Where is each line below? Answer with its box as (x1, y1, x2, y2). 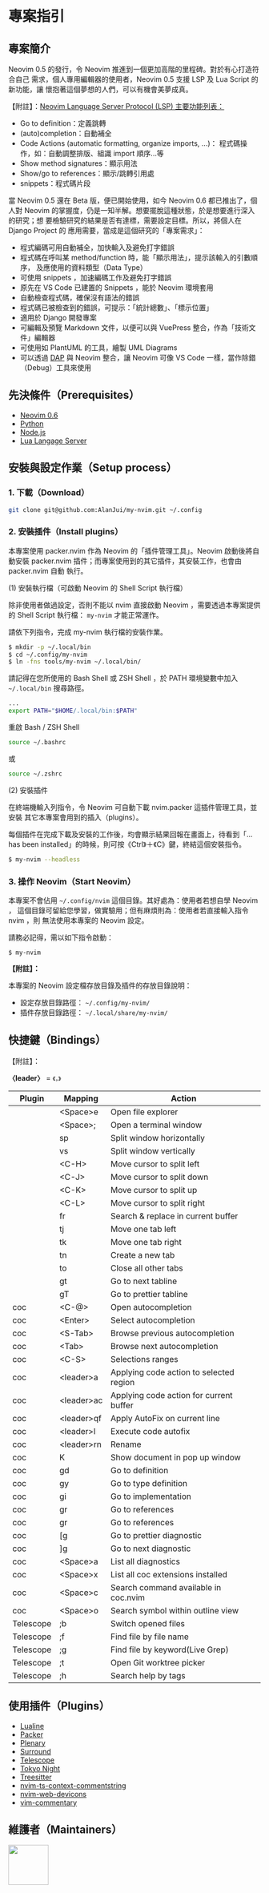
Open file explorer (110, 1106, 179, 1118)
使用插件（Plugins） (8, 1699, 110, 1713)
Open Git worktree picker (110, 1657, 206, 1668)
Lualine (19, 1721, 45, 1730)
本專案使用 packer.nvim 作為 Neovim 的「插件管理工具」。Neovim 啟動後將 (8, 546, 253, 555)
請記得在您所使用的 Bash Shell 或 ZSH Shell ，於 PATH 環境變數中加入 (8, 674, 239, 683)
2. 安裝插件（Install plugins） (8, 526, 123, 538)
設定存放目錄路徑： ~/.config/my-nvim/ (19, 997, 151, 1007)
